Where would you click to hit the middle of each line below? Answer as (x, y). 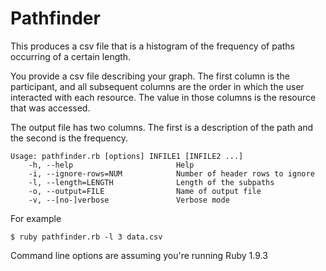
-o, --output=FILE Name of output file (145, 191)
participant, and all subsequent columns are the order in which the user (157, 86)
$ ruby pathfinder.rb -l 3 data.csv (86, 237)
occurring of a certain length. (71, 56)
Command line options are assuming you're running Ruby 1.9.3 (139, 255)
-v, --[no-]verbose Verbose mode (129, 200)
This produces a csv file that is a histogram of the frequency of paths (152, 46)
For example (36, 218)
